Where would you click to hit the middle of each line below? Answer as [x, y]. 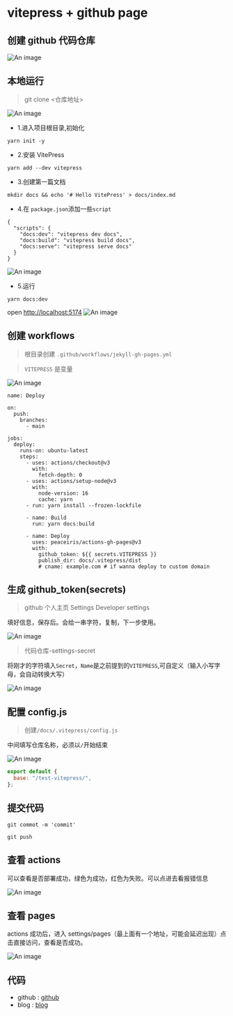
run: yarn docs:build [64, 524]
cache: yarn [55, 499]
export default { [32, 772]
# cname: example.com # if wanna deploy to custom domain [124, 567]
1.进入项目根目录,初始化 [51, 128]
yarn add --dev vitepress [45, 168]
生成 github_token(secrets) [67, 590]
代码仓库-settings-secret [60, 651]
